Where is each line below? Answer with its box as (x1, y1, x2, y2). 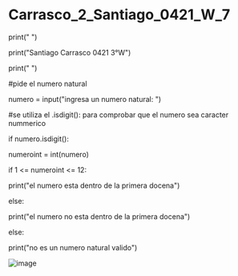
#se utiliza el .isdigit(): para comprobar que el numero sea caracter (8, 110, 229, 120)
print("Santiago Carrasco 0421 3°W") (8, 47, 131, 57)
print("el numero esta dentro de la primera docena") (8, 181, 180, 190)
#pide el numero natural (8, 79, 87, 88)
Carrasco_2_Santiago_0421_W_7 (8, 6, 231, 24)
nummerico (8, 118, 46, 128)
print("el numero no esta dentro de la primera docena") (8, 211, 191, 221)
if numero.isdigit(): (8, 134, 70, 144)
